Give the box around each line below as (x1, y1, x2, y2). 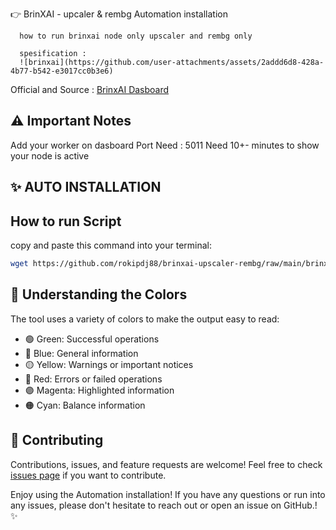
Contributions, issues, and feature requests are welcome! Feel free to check (10, 458, 323, 470)
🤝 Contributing (10, 432, 104, 449)
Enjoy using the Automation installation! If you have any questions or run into (10, 488, 326, 500)
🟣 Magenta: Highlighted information (24, 384, 175, 396)
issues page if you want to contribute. (10, 469, 167, 481)
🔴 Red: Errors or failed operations (24, 373, 163, 385)
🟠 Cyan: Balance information (24, 399, 146, 411)
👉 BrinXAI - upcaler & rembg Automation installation (10, 8, 228, 20)
